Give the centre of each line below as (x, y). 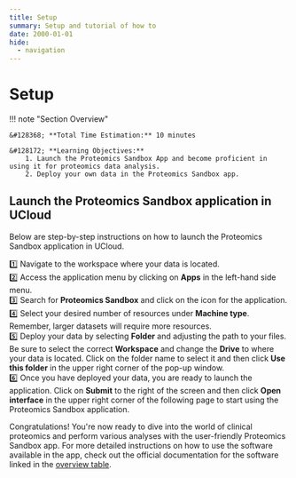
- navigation (41, 51)
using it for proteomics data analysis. (85, 167)
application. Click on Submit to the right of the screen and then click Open (145, 390)
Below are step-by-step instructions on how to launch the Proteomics (136, 236)
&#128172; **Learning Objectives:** (77, 151)
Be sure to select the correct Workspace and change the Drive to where (142, 348)
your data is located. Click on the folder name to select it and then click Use (148, 358)
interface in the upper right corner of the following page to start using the (144, 400)
